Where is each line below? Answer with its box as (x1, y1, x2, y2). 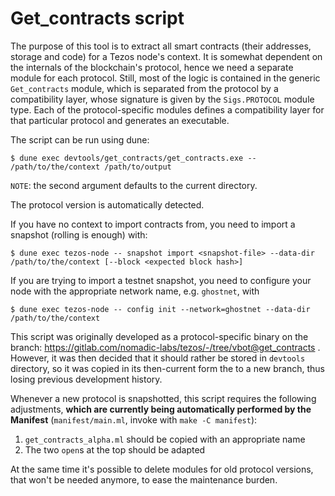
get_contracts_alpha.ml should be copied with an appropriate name (24, 433, 306, 445)
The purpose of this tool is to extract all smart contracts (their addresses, (10, 40, 312, 52)
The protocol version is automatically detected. (10, 198, 205, 211)
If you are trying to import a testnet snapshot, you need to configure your (10, 274, 312, 286)
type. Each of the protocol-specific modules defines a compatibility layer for (10, 103, 325, 116)
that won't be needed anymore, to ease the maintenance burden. (10, 473, 278, 486)
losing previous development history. (10, 373, 163, 385)
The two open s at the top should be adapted (24, 443, 206, 456)
